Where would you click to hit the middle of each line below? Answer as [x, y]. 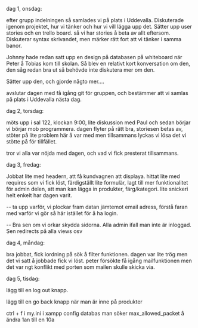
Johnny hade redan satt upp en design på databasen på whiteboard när [94, 57]
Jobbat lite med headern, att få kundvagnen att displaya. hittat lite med [93, 176]
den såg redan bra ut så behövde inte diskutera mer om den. [81, 70]
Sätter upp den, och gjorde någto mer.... [55, 81]
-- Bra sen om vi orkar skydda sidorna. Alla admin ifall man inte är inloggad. [99, 225]
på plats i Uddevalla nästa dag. [44, 99]
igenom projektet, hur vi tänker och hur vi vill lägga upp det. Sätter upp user [99, 27]
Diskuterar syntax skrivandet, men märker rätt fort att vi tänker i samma [94, 39]
